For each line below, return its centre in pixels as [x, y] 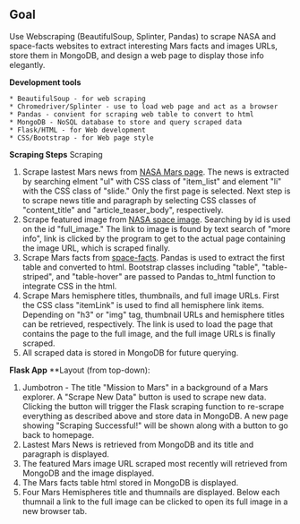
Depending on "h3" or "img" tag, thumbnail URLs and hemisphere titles [153, 314]
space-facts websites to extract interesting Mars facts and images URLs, [143, 46]
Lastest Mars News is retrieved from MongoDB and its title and [138, 444]
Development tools [45, 82]
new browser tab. [55, 511]
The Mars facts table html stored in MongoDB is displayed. [130, 482]
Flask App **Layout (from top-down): [80, 370]
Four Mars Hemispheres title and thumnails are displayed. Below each [151, 492]
